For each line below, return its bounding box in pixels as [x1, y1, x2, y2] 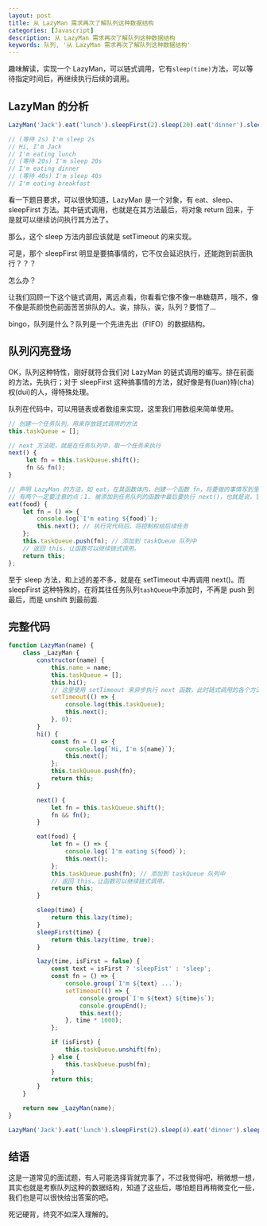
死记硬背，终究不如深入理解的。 [8, 1209, 113, 1219]
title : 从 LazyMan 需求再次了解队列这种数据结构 [8, 19, 154, 27]
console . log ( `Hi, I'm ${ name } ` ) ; [64, 744, 176, 753]
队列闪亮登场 [8, 345, 72, 358]
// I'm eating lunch [8, 150, 77, 158]
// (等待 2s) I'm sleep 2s [8, 135, 95, 143]
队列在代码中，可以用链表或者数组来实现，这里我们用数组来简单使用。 [8, 404, 238, 413]
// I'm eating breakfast [8, 180, 91, 188]
